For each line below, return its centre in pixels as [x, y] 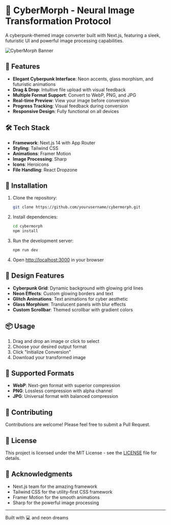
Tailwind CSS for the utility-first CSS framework [63, 492]
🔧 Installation [26, 185]
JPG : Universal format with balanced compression [65, 396]
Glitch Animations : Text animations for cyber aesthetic [70, 299]
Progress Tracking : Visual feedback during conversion [70, 106]
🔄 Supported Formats [40, 373]
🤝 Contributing [29, 412]
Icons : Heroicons [31, 164]
